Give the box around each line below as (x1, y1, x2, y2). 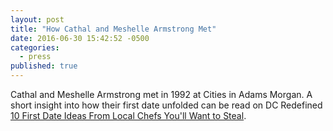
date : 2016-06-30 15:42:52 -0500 (10, 33, 150, 43)
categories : (10, 42, 60, 53)
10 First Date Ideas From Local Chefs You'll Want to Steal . (10, 110, 247, 121)
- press (19, 52, 52, 62)
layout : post (10, 14, 65, 25)
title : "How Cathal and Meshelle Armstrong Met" (10, 24, 217, 34)
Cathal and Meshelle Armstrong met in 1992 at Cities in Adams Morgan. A (10, 89, 313, 100)
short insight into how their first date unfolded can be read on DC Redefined (10, 99, 323, 111)
